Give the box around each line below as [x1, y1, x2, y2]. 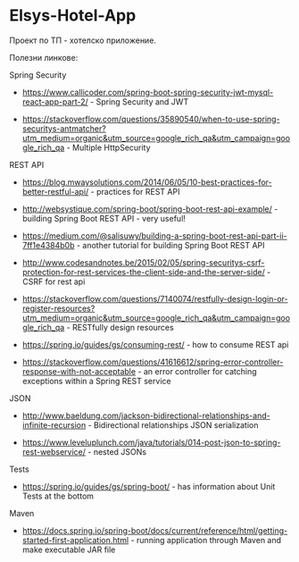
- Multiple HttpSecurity [66, 142, 151, 153]
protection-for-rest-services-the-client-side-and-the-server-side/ [21, 266, 265, 277]
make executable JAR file [21, 544, 116, 555]
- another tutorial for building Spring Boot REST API [76, 239, 265, 250]
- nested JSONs [87, 446, 147, 457]
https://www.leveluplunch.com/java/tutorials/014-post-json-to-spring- [21, 437, 281, 448]
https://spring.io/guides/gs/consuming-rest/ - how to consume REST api [21, 339, 289, 349]
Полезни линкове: [9, 52, 79, 63]
